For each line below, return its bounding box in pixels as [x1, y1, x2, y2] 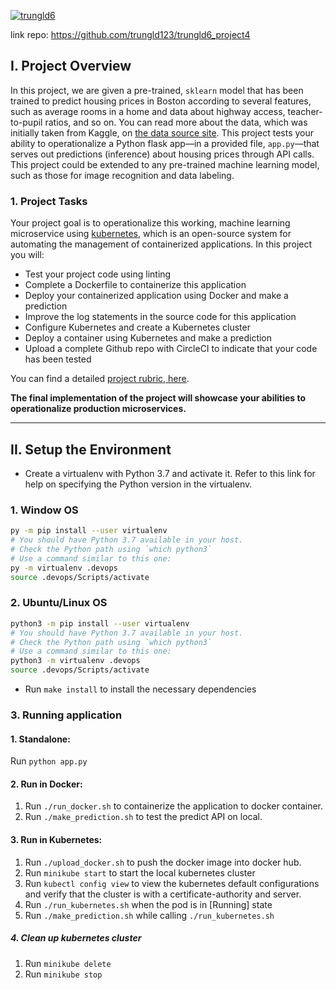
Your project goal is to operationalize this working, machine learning [10, 217, 291, 229]
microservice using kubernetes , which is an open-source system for [10, 228, 292, 240]
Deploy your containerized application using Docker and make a [24, 290, 289, 302]
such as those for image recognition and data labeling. [10, 169, 235, 181]
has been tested [24, 353, 92, 365]
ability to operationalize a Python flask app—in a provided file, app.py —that [10, 137, 320, 149]
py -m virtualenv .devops [10, 563, 118, 573]
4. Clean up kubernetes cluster [10, 932, 142, 944]
